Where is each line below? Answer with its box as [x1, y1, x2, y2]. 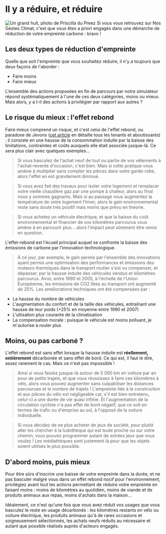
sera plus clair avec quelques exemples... [5, 148, 90, 154]
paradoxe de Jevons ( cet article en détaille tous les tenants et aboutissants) [5, 132, 161, 138]
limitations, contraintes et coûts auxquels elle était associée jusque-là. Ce [5, 142, 156, 148]
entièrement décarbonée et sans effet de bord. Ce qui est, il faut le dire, [5, 355, 154, 361]
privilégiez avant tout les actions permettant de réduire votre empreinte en [5, 482, 158, 488]
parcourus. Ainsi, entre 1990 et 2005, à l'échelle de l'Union [17, 275, 138, 281]
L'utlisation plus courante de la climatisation [12, 312, 102, 318]
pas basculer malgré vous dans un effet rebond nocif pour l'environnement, [5, 476, 161, 482]
